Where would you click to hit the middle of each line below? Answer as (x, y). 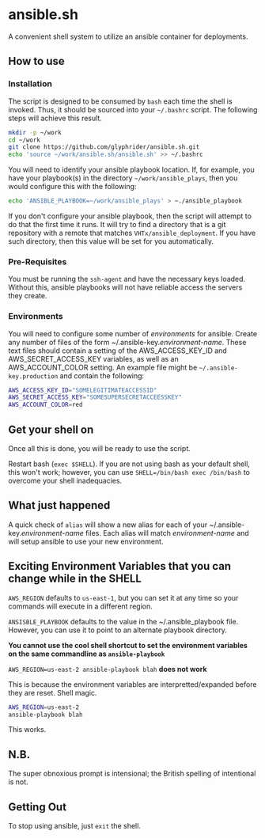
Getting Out (38, 807)
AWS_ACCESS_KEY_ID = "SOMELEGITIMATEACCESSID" (83, 390)
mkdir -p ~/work (35, 132)
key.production (33, 376)
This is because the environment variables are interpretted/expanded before (132, 684)
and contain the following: (102, 375)
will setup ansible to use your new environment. (86, 541)
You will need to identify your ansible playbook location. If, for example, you (131, 170)
